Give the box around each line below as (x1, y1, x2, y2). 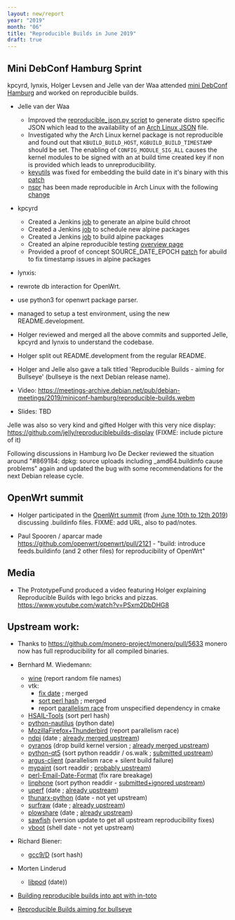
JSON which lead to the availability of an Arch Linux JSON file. (27, 123, 209, 131)
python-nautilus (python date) (27, 719, 115, 728)
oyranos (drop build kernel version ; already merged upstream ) (27, 742, 210, 750)
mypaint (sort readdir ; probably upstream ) (27, 763, 152, 773)
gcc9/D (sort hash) (27, 850, 83, 859)
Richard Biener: (17, 837, 62, 846)
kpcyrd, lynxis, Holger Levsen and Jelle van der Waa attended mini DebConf (7, 81, 228, 89)
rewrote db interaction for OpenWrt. (17, 282, 121, 290)
